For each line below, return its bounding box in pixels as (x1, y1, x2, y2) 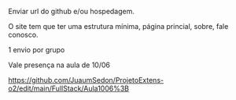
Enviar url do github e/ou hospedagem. (8, 7, 135, 16)
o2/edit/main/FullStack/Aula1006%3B (8, 84, 130, 93)
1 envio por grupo (8, 45, 65, 54)
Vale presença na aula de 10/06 (8, 60, 110, 70)
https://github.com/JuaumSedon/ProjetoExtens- (8, 76, 164, 84)
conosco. (8, 30, 39, 39)
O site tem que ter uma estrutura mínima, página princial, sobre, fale (8, 22, 229, 30)
